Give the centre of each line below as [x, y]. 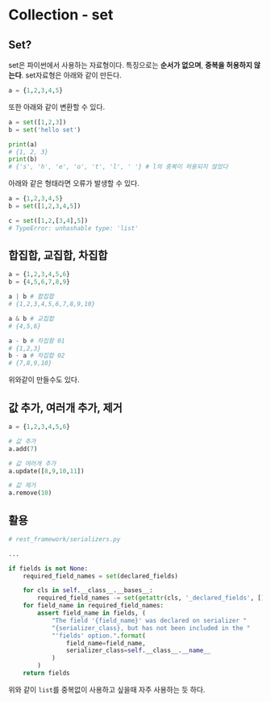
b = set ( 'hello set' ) [45, 130]
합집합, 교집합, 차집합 [58, 256]
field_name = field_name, [106, 643]
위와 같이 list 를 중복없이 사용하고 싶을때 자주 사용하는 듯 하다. [107, 689]
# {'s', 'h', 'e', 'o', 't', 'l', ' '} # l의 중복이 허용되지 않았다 [118, 167]
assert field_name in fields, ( [92, 613]
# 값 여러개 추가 [32, 463]
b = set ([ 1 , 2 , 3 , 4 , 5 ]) [45, 206]
